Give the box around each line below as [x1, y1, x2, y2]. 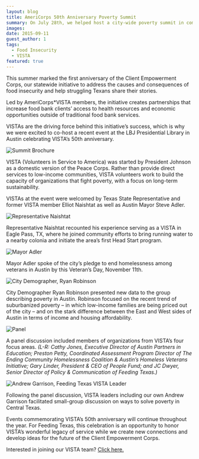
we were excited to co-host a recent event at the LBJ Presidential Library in [6, 129, 190, 136]
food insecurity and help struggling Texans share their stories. [6, 87, 158, 94]
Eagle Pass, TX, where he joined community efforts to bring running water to [6, 230, 193, 237]
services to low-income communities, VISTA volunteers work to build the [6, 171, 184, 178]
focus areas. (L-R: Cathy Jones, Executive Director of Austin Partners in [6, 343, 181, 350]
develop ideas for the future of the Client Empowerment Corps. [6, 434, 160, 441]
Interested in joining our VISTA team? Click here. [6, 445, 124, 453]
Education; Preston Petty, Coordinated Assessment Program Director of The [6, 349, 192, 357]
